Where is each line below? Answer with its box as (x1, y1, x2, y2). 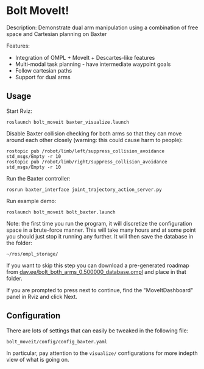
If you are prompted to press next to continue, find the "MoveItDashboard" (6, 286, 194, 293)
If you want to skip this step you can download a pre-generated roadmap (6, 262, 190, 269)
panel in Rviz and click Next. (6, 293, 77, 300)
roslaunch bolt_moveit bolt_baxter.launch (6, 209, 116, 215)
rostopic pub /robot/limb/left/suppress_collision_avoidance (6, 148, 165, 154)
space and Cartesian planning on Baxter (6, 30, 107, 37)
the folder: (6, 239, 32, 246)
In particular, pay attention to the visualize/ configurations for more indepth (6, 349, 198, 357)
